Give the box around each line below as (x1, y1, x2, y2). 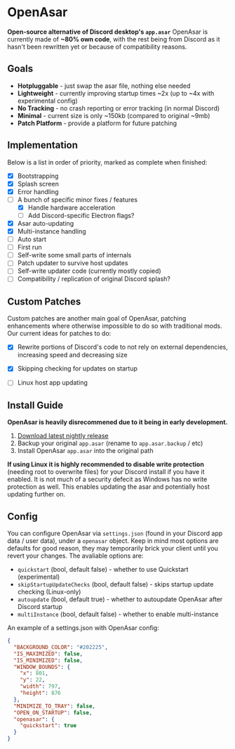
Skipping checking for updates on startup (17, 364, 138, 373)
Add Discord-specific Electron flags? (27, 211, 135, 219)
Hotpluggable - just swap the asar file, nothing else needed (17, 82, 191, 90)
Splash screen (17, 179, 60, 188)
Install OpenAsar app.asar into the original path (17, 447, 154, 455)
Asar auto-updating (17, 219, 74, 227)
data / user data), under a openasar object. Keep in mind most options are (7, 537, 219, 545)
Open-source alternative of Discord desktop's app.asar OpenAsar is (7, 27, 208, 36)
